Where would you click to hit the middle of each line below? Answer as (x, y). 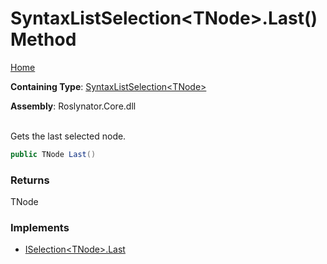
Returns (30, 180)
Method (43, 39)
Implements (40, 228)
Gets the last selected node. (68, 136)
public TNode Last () (53, 154)
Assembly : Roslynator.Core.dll (73, 106)
